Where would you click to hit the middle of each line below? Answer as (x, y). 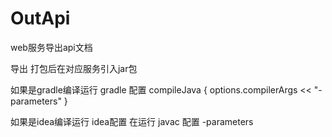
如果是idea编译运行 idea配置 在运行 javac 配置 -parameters (132, 121)
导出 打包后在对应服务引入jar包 (74, 68)
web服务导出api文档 (51, 47)
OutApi (40, 18)
